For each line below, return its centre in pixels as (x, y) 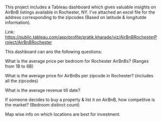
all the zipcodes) (22, 81)
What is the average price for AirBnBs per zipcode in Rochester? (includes (79, 76)
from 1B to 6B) (19, 66)
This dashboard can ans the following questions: (54, 52)
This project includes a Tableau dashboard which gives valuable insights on (81, 7)
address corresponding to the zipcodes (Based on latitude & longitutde (76, 17)
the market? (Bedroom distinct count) (42, 105)
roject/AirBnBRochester (29, 42)
